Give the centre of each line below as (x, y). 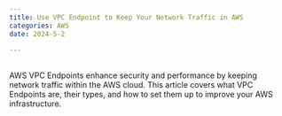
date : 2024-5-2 (37, 34)
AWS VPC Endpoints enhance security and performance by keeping (133, 75)
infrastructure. (35, 104)
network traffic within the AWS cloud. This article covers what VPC (131, 84)
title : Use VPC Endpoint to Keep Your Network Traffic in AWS (126, 17)
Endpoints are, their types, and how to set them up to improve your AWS (141, 94)
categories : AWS (39, 26)
